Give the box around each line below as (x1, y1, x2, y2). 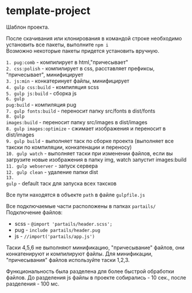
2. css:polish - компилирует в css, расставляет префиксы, (6, 64, 155, 71)
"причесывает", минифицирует (6, 71, 84, 78)
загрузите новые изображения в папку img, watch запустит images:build (6, 156, 187, 163)
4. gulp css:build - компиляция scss (6, 83, 100, 90)
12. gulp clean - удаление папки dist (6, 168, 98, 175)
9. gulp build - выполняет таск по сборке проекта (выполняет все (6, 137, 174, 144)
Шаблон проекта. (6, 23, 50, 30)
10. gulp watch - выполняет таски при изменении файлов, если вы (6, 149, 173, 156)
